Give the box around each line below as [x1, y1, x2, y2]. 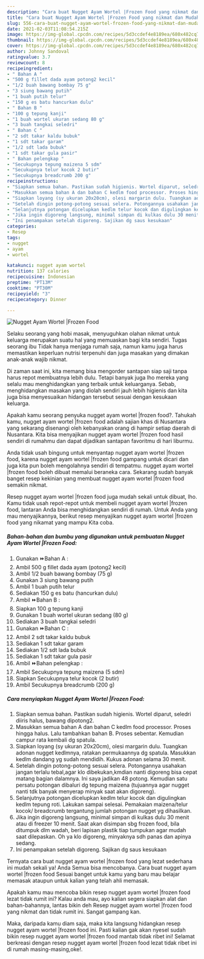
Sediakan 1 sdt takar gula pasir [15, 653, 93, 660]
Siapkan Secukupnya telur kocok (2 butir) [15, 675, 120, 682]
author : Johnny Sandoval [7, 49, 70, 55]
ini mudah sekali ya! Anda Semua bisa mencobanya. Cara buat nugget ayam [7, 864, 197, 872]
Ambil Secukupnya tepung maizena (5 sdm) [15, 668, 125, 676]
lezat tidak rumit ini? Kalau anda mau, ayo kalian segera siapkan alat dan [7, 895, 187, 903]
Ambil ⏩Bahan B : [15, 596, 61, 604]
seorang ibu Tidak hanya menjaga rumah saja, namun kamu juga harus [7, 343, 183, 350]
